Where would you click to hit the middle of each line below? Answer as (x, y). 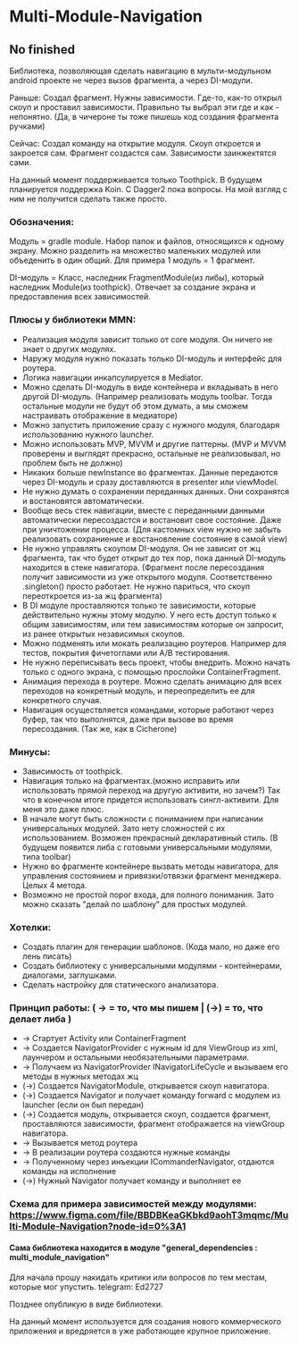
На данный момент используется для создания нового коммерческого (145, 1321)
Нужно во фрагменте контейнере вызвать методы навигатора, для (150, 866)
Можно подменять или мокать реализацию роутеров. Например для (154, 643)
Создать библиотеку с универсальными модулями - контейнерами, (152, 966)
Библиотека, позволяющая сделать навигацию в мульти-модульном (141, 71)
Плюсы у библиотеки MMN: (73, 320)
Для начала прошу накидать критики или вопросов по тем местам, (138, 1277)
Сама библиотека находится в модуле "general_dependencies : (133, 1248)
